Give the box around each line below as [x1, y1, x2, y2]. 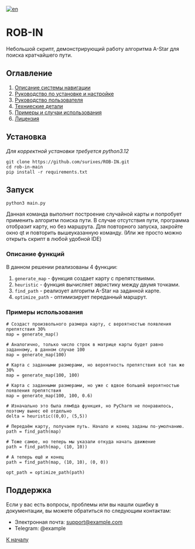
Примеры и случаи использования [14, 109, 102, 116]
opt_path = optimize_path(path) [6, 469, 85, 475]
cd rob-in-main [6, 164, 43, 170]
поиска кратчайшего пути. [6, 51, 73, 58]
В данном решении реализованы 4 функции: [6, 263, 118, 270]
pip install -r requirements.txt [6, 169, 88, 175]
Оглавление [6, 68, 53, 78]
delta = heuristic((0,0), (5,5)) [6, 413, 88, 419]
